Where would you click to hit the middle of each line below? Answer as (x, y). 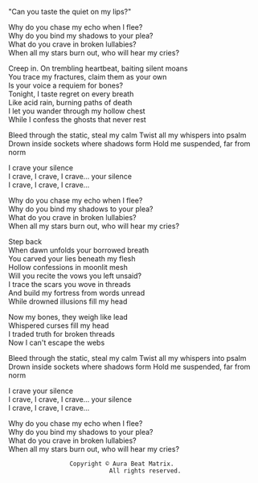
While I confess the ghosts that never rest (77, 119)
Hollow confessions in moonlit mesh (68, 267)
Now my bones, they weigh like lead (68, 317)
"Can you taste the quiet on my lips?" (70, 12)
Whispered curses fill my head (59, 325)
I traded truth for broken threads (61, 334)
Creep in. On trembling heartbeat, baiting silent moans (98, 68)
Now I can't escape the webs (57, 342)
